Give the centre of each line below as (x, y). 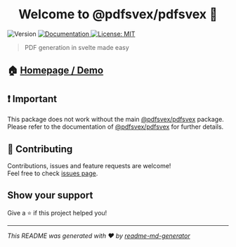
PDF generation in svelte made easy (77, 47)
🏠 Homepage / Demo (55, 71)
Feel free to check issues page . (53, 173)
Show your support (50, 195)
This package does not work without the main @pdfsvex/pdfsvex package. (116, 120)
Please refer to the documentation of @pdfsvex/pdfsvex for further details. (116, 127)
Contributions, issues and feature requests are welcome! (89, 165)
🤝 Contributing (40, 149)
